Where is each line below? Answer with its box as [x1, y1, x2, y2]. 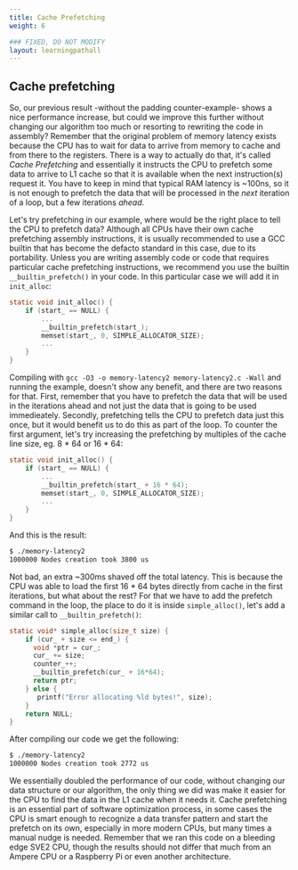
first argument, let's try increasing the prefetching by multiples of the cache [9, 429, 286, 439]
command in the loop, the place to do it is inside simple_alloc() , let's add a [9, 599, 286, 611]
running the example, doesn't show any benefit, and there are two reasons [9, 382, 283, 392]
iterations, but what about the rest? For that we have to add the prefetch [9, 590, 273, 601]
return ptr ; [32, 677, 77, 685]
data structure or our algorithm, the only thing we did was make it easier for [9, 785, 286, 796]
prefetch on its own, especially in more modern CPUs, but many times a [9, 823, 272, 833]
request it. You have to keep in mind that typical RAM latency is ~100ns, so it [9, 178, 289, 189]
